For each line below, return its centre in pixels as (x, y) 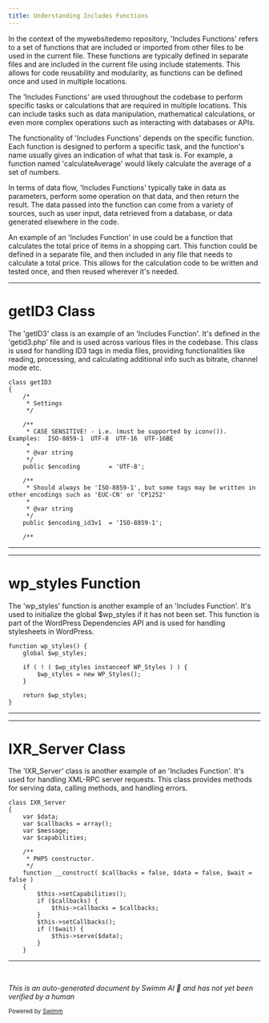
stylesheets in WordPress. (51, 631)
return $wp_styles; (55, 695)
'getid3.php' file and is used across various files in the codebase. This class (133, 342)
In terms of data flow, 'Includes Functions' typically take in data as (117, 187)
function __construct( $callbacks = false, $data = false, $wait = (137, 873)
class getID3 (30, 382)
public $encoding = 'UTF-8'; (84, 466)
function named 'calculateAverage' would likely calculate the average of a (130, 163)
